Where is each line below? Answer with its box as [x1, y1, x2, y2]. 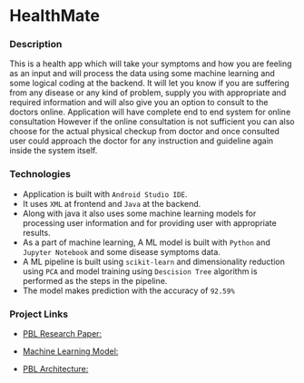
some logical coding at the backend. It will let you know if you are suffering [9, 78, 290, 89]
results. [22, 227, 52, 238]
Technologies [9, 168, 71, 181]
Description [9, 38, 63, 51]
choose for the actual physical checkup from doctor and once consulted [9, 126, 279, 137]
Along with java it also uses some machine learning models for [22, 208, 257, 219]
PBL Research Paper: [22, 329, 103, 339]
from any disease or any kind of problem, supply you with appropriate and [9, 87, 287, 98]
